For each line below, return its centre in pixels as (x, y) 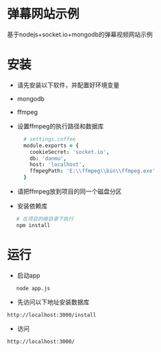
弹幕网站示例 (44, 14)
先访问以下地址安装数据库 (53, 302)
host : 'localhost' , (58, 165)
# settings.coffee (50, 139)
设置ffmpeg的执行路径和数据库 (60, 126)
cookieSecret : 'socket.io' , (70, 152)
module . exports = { (51, 145)
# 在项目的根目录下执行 (45, 219)
